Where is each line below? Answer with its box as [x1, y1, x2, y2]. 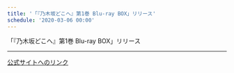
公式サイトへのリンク [7, 58, 68, 66]
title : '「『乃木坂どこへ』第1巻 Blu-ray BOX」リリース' [7, 10, 156, 17]
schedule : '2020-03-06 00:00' [7, 17, 95, 24]
